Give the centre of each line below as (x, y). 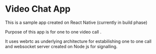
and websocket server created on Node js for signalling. (61, 46)
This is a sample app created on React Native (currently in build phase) (76, 22)
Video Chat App (38, 9)
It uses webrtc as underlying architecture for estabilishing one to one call (78, 41)
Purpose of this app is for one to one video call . (53, 32)
